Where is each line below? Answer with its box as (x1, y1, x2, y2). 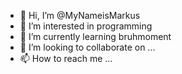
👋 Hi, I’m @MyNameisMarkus (19, 10, 141, 21)
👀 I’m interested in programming (19, 20, 153, 32)
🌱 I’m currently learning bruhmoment (19, 31, 172, 42)
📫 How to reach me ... (19, 53, 113, 64)
